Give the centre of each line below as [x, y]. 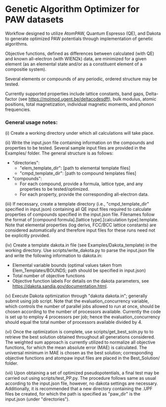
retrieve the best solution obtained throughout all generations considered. [80, 337]
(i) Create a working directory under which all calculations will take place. [80, 133]
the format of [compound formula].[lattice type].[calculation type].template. [82, 220]
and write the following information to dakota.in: [54, 255]
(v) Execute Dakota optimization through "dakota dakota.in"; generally [76, 296]
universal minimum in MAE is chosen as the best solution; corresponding [79, 353]
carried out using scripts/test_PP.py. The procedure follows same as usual [81, 378]
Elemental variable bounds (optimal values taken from [67, 265]
